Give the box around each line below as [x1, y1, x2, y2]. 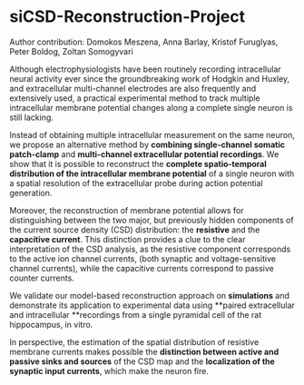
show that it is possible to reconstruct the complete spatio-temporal [9, 158, 268, 169]
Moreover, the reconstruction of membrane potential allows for [9, 204, 244, 215]
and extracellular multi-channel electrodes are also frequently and [9, 83, 257, 94]
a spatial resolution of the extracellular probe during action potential [9, 177, 263, 188]
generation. [9, 187, 53, 198]
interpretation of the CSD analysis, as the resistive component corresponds [9, 243, 291, 254]
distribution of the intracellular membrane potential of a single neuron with [9, 168, 295, 179]
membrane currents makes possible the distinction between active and [9, 346, 279, 357]
